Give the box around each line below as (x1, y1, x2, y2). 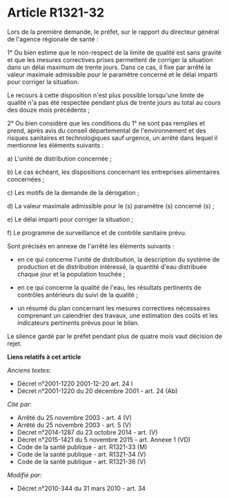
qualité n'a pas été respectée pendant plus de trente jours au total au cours (7, 98, 221, 106)
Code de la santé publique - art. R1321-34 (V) (17, 450, 146, 458)
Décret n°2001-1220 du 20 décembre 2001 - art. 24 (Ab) (17, 386, 178, 395)
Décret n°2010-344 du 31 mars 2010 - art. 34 (17, 484, 146, 492)
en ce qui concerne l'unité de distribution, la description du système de (17, 255, 220, 263)
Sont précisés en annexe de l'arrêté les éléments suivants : (7, 241, 175, 250)
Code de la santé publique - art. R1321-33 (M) (17, 443, 148, 451)
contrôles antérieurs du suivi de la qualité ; (17, 290, 139, 299)
